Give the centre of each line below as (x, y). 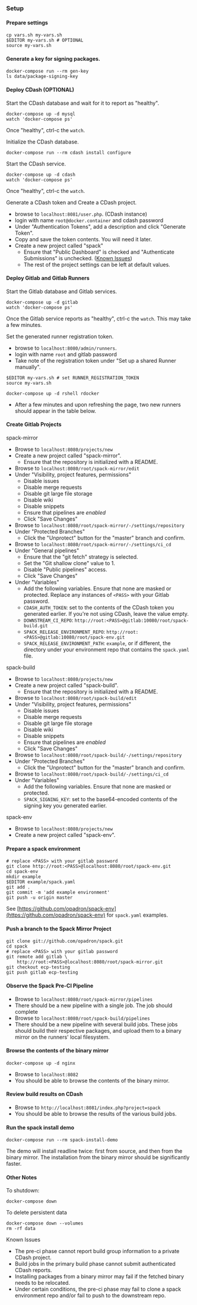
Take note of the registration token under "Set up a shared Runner (96, 360)
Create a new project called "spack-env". (65, 834)
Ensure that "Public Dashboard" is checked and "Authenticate (99, 252)
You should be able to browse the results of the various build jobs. (96, 1114)
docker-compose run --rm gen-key (47, 71)
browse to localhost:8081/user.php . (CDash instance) (81, 214)
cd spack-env (22, 872)
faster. (14, 1164)
